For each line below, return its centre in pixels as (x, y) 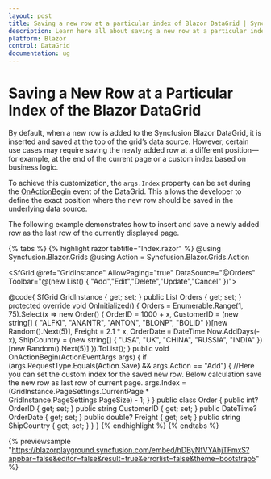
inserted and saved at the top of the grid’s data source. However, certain (129, 141)
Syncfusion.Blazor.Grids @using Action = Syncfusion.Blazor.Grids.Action (129, 257)
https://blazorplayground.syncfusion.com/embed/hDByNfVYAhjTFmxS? (131, 450)
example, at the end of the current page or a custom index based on (133, 158)
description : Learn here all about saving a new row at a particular (128, 31)
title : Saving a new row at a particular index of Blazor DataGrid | (128, 23)
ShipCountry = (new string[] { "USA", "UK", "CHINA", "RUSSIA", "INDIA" (137, 339)
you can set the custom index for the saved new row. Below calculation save (135, 374)
